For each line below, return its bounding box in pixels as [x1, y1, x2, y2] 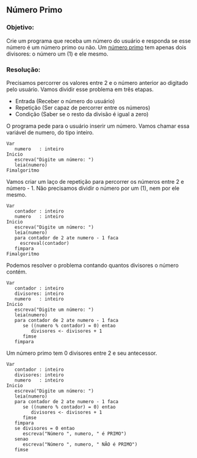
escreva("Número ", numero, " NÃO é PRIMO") [22, 441, 138, 448]
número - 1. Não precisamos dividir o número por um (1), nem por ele [6, 184, 180, 192]
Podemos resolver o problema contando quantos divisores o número [6, 261, 179, 269]
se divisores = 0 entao [14, 425, 75, 431]
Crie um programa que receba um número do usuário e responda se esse [6, 37, 191, 45]
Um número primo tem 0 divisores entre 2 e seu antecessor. [6, 349, 157, 357]
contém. [6, 268, 27, 275]
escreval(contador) [20, 240, 70, 246]
